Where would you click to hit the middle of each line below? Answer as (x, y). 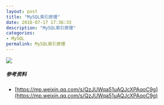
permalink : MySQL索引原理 (36, 44)
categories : (20, 33)
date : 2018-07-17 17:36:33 (39, 22)
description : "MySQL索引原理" (41, 28)
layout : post (22, 11)
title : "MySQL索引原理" (33, 17)
